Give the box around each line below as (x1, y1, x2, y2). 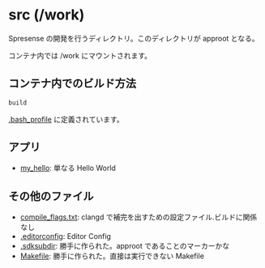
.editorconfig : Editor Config (19, 232, 112, 241)
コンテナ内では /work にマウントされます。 (8, 50, 152, 60)
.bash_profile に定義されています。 (8, 114, 124, 124)
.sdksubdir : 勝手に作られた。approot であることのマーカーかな (19, 241, 229, 251)
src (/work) (8, 6, 85, 24)
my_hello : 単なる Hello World (19, 164, 116, 173)
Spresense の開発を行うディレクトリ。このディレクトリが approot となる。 (8, 33, 259, 43)
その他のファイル (8, 189, 94, 203)
